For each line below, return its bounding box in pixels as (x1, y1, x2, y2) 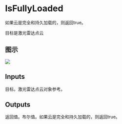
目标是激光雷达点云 (5, 30, 44, 35)
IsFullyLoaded (5, 3, 63, 14)
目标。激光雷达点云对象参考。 (5, 86, 65, 92)
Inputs (5, 72, 25, 81)
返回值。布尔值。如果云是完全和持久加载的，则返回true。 (5, 114, 121, 120)
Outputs (5, 100, 31, 108)
